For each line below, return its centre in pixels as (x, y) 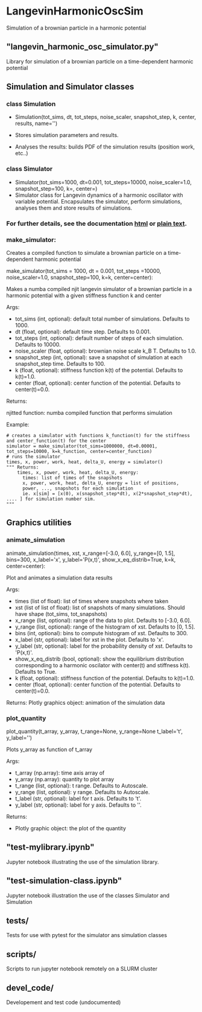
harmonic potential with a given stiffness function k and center (84, 295)
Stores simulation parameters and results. (67, 135)
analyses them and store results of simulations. (74, 208)
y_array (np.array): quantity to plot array (65, 779)
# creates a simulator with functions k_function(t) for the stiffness (98, 435)
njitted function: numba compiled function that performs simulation (90, 412)
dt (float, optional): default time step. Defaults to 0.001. (83, 331)
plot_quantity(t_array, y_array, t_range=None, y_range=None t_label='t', (94, 731)
